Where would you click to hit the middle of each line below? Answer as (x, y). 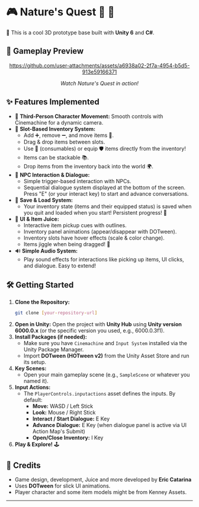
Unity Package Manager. (54, 350)
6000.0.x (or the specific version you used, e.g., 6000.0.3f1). (89, 331)
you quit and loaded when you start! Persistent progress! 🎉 (95, 212)
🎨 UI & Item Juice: (37, 219)
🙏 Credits (24, 465)
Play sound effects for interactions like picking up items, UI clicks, (104, 259)
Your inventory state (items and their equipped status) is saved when (107, 206)
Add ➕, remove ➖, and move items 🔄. (69, 135)
